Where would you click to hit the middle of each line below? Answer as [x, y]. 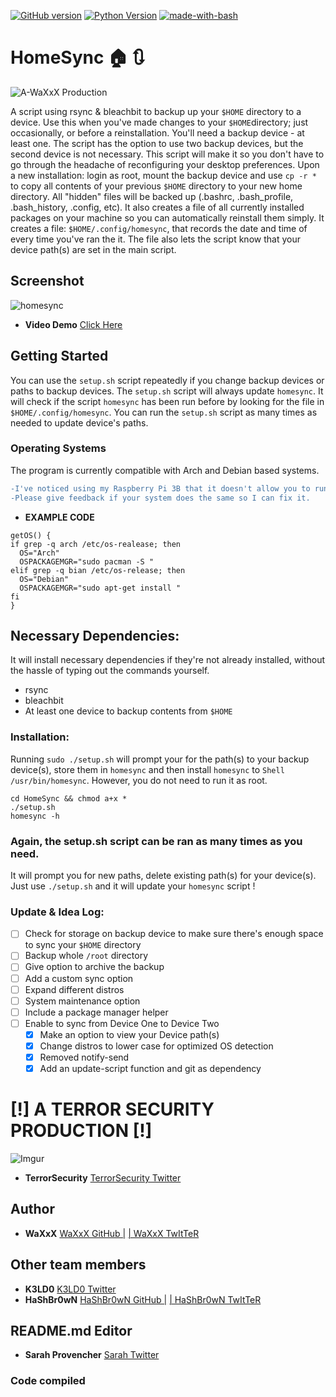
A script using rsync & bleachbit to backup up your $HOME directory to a [156, 111]
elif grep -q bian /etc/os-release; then [98, 570]
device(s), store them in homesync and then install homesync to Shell [147, 769]
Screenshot [47, 281]
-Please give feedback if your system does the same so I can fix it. [160, 498]
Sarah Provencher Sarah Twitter [92, 1355]
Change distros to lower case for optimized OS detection [156, 1046]
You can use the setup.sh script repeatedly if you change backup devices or [167, 380]
